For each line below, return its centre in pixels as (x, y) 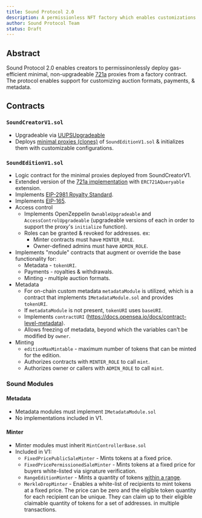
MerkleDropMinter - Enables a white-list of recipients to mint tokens (108, 484)
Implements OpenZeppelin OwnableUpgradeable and (87, 214)
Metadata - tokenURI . (50, 265)
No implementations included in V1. (59, 418)
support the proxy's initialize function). (76, 227)
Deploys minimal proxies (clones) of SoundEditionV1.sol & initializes (99, 141)
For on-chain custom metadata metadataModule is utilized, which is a (109, 291)
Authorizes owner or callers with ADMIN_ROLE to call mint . (94, 368)
